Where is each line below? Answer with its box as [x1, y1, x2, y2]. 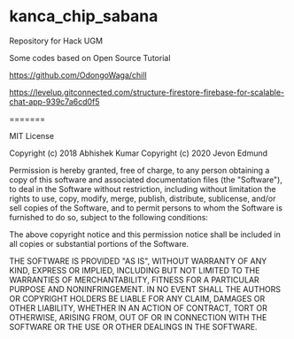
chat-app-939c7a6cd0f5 [9, 96, 100, 107]
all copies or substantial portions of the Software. [9, 238, 189, 249]
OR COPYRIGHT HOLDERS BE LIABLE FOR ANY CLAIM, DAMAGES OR [9, 293, 266, 304]
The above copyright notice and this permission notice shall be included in [9, 228, 281, 240]
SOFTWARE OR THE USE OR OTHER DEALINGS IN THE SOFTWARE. [9, 321, 258, 332]
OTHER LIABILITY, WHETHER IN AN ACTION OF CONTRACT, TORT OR [9, 303, 267, 313]
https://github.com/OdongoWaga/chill [9, 69, 148, 81]
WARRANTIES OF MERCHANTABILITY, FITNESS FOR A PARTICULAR [9, 274, 259, 285]
